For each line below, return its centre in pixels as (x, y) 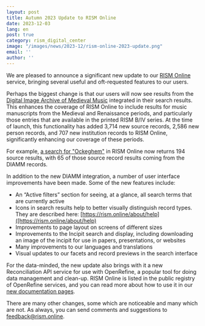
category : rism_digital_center (46, 41)
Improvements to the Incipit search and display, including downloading (104, 233)
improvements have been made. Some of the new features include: (91, 182)
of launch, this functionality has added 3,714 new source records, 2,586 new (103, 126)
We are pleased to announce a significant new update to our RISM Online (99, 75)
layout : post (23, 12)
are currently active (40, 201)
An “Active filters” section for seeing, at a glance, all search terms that (103, 195)
